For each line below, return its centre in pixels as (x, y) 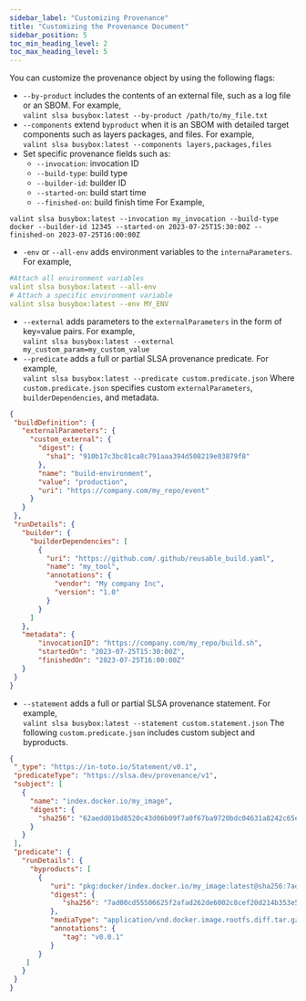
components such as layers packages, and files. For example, (138, 134)
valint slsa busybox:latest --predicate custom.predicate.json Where (158, 378)
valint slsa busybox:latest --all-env (83, 287)
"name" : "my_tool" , (83, 567)
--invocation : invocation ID (87, 163)
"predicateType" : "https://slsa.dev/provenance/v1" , (116, 776)
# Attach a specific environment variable (91, 295)
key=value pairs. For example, (79, 331)
